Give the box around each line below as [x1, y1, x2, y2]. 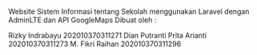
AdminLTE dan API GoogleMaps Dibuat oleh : [8, 15, 157, 25]
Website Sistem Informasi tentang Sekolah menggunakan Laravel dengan [8, 7, 250, 16]
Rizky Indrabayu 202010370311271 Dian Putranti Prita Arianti [8, 31, 207, 40]
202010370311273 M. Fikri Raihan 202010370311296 [8, 39, 182, 49]
